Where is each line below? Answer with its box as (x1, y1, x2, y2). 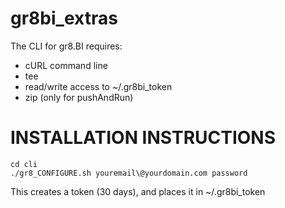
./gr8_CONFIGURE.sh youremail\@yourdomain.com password (10, 168, 248, 178)
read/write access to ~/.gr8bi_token (24, 80, 173, 92)
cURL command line (24, 59, 108, 71)
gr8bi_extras (10, 7, 118, 30)
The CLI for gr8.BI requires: (10, 40, 123, 52)
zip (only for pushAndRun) (24, 91, 134, 103)
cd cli (10, 159, 38, 169)
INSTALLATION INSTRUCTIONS (10, 127, 277, 149)
